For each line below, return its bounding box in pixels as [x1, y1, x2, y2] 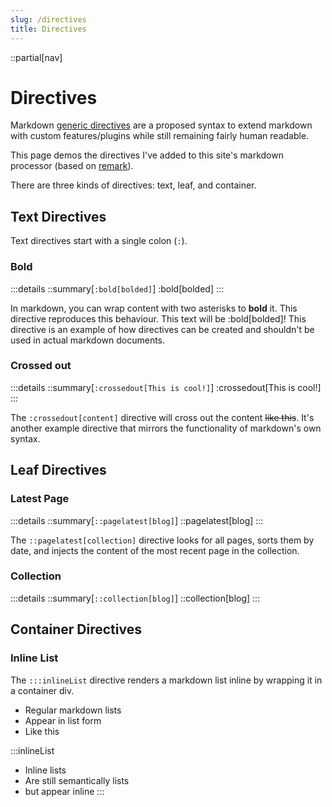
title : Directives [10, 24, 87, 34]
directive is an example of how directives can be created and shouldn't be [10, 323, 315, 335]
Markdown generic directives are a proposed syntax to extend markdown [10, 119, 313, 131]
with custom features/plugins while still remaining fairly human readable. [10, 130, 310, 142]
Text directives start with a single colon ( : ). [10, 235, 188, 247]
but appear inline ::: [24, 785, 105, 797]
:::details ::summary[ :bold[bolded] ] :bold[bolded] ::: [10, 282, 225, 295]
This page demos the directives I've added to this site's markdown [10, 149, 284, 161]
